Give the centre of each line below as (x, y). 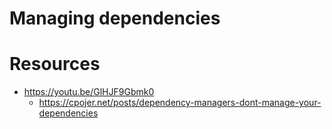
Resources (55, 64)
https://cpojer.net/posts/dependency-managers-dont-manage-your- (180, 103)
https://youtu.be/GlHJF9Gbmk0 (89, 92)
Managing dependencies (115, 18)
